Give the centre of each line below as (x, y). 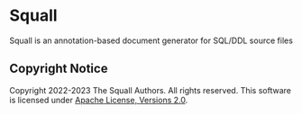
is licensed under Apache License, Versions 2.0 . (99, 100)
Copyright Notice (59, 69)
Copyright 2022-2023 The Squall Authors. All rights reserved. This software (150, 90)
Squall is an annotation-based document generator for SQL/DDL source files (151, 40)
